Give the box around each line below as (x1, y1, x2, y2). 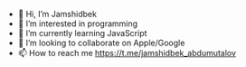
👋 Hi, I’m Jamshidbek (17, 9, 98, 19)
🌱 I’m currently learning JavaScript (17, 28, 147, 38)
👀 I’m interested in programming (17, 18, 138, 29)
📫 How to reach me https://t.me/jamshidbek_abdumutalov (17, 48, 237, 58)
